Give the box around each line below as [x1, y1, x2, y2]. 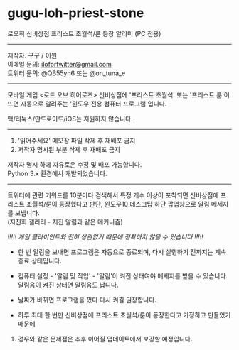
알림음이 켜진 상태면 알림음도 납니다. [17, 280, 119, 289]
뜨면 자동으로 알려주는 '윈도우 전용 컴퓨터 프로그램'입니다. [7, 99, 167, 108]
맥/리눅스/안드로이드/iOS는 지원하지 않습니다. [7, 114, 133, 123]
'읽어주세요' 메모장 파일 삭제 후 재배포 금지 [17, 136, 136, 145]
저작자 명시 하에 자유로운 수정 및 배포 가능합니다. [7, 160, 142, 168]
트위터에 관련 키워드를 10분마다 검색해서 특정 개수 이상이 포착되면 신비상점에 [7, 190, 219, 199]
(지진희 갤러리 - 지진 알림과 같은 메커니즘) [7, 217, 123, 226]
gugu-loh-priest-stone [7, 5, 144, 21]
